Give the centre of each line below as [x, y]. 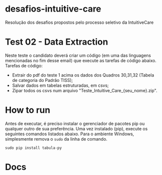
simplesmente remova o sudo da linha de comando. [56, 139]
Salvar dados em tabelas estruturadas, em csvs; [60, 85]
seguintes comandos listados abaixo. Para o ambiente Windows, [70, 134]
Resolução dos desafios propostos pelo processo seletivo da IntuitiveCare [80, 22]
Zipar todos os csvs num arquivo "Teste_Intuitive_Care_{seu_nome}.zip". [85, 90]
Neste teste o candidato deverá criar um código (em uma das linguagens [78, 55]
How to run [28, 110]
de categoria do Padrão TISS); [42, 80]
